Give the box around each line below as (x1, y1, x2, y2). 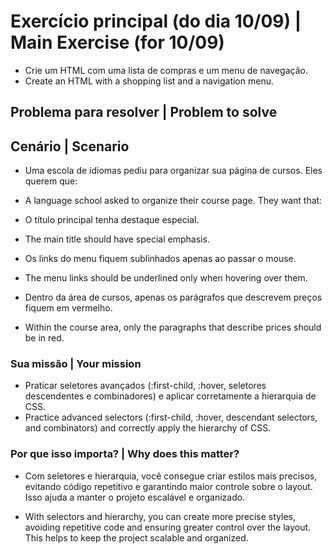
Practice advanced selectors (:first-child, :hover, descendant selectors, (24, 411, 318, 424)
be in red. (24, 332, 65, 344)
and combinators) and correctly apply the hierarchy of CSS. (24, 422, 272, 434)
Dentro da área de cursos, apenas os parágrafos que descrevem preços (24, 291, 323, 304)
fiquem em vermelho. (24, 302, 113, 314)
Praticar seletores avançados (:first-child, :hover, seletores (24, 380, 267, 392)
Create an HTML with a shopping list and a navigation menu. (24, 75, 274, 87)
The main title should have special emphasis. (24, 233, 210, 245)
